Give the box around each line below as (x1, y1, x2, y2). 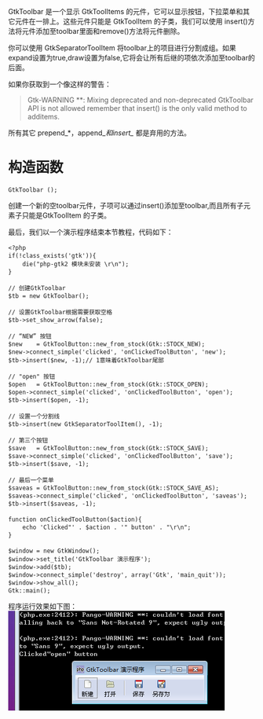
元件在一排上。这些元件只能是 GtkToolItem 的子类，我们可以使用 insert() (14, 17, 249, 26)
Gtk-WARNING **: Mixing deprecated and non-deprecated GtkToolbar (27, 95, 254, 105)
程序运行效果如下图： (8, 601, 77, 611)
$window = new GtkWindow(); (8, 547, 100, 555)
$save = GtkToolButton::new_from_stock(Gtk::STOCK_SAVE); (8, 444, 210, 452)
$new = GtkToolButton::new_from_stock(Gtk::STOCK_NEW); (8, 340, 206, 348)
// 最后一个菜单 (8, 476, 54, 484)
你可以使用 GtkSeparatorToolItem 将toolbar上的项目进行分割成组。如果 (8, 43, 237, 53)
